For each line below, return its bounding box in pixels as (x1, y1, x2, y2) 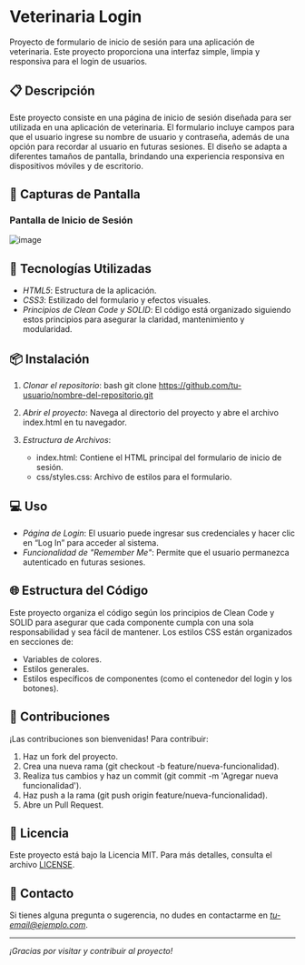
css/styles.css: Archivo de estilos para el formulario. (35, 471, 232, 483)
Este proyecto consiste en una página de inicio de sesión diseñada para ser (9, 112, 292, 123)
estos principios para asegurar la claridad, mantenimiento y (22, 314, 245, 325)
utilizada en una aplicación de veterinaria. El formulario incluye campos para (9, 121, 295, 133)
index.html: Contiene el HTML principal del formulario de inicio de (35, 452, 282, 463)
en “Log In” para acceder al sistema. (22, 537, 159, 548)
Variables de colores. (22, 653, 103, 665)
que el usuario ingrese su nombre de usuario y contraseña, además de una (9, 131, 290, 142)
